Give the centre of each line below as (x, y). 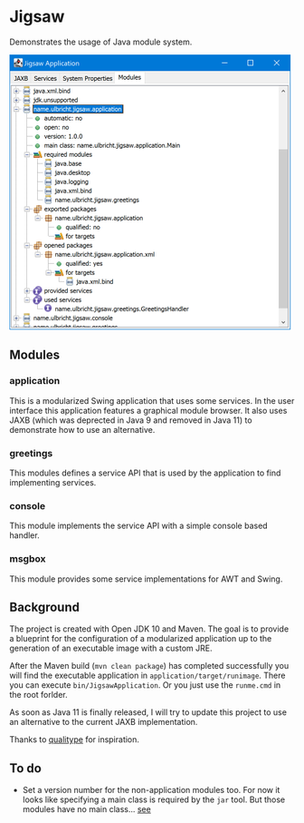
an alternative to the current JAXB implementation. (104, 722)
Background (44, 607)
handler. (24, 535)
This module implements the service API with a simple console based (139, 526)
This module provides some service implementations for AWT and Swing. (146, 579)
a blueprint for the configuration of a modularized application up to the (141, 639)
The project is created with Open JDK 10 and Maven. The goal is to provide (149, 629)
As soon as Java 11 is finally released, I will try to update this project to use (148, 712)
